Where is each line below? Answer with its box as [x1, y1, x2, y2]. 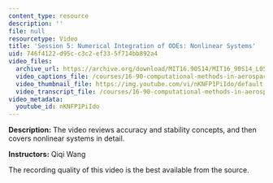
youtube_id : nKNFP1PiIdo [15, 102, 100, 111]
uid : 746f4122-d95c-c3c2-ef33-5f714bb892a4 [8, 50, 158, 58]
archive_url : [15, 65, 60, 73]
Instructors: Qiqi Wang [8, 150, 86, 159]
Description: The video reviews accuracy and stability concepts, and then [8, 125, 258, 135]
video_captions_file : [15, 72, 89, 81]
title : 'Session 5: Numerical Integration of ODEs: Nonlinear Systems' [8, 42, 256, 50]
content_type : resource [8, 11, 89, 20]
